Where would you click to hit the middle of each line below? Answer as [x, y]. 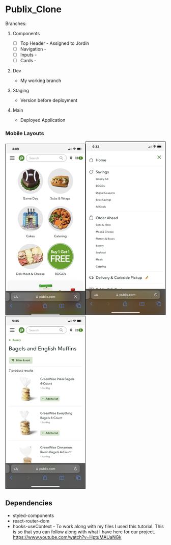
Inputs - [28, 55]
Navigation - [33, 49]
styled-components [33, 515]
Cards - [28, 61]
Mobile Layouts [25, 134]
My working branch [41, 81]
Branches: [16, 23]
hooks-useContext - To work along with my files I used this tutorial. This [88, 526]
